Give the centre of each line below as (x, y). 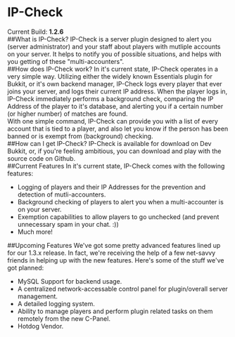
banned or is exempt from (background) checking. (80, 136)
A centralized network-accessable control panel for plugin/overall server (123, 289)
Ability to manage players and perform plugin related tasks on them (115, 311)
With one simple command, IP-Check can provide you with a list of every (113, 121)
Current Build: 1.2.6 (36, 32)
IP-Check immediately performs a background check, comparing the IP (110, 98)
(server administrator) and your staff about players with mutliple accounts (114, 46)
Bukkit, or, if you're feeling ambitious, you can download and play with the (114, 151)
